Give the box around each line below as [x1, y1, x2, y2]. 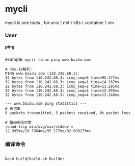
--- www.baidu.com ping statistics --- [5, 101, 87, 106]
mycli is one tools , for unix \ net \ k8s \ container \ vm [5, 20, 114, 25]
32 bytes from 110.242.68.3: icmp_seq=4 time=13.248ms [5, 92, 120, 97]
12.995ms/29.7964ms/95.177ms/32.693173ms [5, 128, 91, 133]
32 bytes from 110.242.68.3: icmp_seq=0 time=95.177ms [5, 75, 120, 80]
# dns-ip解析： [5, 67, 34, 71]
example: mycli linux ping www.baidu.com [5, 56, 91, 62]
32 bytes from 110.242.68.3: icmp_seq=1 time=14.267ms [5, 79, 120, 84]
